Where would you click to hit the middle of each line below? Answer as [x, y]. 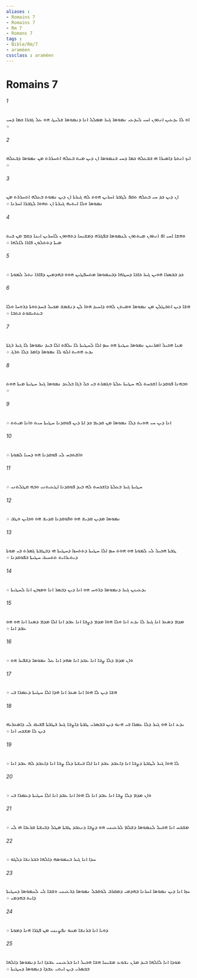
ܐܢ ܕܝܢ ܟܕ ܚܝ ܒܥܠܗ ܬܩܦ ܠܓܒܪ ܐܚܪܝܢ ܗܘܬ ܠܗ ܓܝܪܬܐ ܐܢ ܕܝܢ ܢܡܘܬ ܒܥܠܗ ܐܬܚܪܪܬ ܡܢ [93, 197]
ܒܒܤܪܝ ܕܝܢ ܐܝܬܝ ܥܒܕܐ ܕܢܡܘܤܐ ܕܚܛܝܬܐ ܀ [48, 968]
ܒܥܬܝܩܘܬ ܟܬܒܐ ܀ [24, 313]
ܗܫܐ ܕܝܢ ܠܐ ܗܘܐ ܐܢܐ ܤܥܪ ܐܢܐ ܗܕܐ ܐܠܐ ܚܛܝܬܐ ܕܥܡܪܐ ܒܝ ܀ [62, 692]
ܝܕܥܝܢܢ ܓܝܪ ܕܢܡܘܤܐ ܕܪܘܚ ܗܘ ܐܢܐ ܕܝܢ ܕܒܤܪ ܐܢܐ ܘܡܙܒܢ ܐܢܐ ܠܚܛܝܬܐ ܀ [76, 589]
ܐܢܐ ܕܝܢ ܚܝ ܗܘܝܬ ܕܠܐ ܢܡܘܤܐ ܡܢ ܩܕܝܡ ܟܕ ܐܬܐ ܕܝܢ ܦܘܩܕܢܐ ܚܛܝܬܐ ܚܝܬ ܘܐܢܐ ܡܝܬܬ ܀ [89, 422]
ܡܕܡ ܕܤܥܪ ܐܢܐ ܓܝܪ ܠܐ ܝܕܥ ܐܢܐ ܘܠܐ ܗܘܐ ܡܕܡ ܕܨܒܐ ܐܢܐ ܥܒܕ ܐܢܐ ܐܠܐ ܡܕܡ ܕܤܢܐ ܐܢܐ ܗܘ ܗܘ [95, 621]
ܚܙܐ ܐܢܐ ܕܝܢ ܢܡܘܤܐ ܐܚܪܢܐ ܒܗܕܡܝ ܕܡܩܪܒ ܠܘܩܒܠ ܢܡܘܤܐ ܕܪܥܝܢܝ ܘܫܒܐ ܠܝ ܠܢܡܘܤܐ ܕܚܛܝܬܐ [98, 891]
